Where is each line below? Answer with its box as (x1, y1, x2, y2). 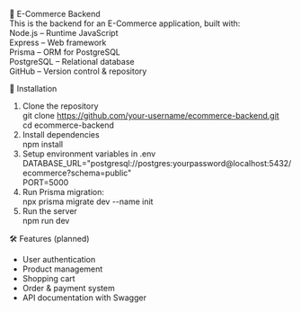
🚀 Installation (9, 84, 58, 94)
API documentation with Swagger (22, 292, 146, 303)
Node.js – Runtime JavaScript (9, 28, 119, 38)
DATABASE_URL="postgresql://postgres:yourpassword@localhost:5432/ (22, 158, 292, 168)
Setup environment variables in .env (22, 148, 156, 159)
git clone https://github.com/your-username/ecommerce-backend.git (22, 111, 280, 120)
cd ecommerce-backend (22, 120, 115, 130)
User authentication (22, 254, 96, 264)
